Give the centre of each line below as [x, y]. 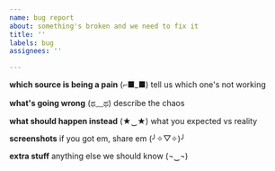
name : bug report [42, 18]
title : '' [28, 34]
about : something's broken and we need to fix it [104, 26]
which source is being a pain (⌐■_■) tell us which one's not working [138, 85]
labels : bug [31, 43]
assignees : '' [36, 51]
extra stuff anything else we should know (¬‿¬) [99, 156]
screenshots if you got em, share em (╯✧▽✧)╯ [98, 139]
